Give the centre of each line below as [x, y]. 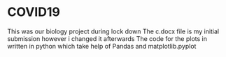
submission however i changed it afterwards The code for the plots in [107, 38]
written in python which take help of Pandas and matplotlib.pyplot [102, 46]
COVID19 [34, 12]
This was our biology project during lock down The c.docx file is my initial [113, 31]
